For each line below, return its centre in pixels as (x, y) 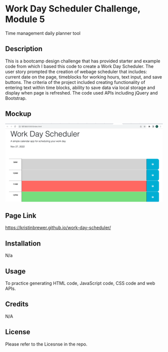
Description (24, 49)
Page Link (21, 215)
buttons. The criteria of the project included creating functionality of (75, 82)
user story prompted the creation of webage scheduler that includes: (76, 71)
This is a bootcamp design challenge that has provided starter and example (83, 61)
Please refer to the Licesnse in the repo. (46, 344)
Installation (23, 243)
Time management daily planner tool (43, 33)
